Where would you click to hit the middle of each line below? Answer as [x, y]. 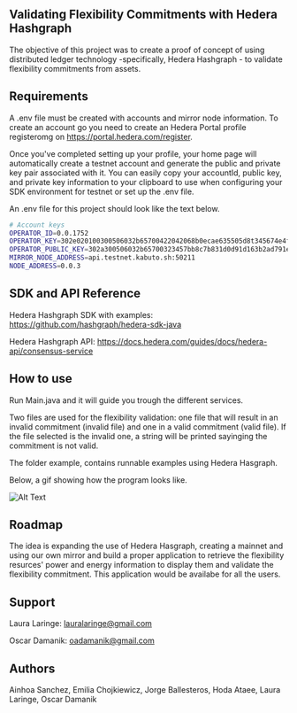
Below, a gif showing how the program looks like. [98, 480]
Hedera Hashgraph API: [52, 341]
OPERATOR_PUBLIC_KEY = [49, 250]
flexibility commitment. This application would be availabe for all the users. [145, 574]
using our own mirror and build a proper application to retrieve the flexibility [147, 555]
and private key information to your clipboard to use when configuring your [146, 182]
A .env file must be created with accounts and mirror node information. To [144, 118]
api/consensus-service [51, 351]
